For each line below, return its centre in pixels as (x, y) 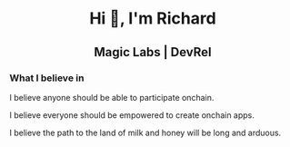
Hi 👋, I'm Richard (153, 19)
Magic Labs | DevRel (153, 52)
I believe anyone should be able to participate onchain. (112, 97)
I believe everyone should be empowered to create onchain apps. (132, 115)
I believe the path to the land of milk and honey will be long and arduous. (145, 132)
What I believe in (47, 78)
